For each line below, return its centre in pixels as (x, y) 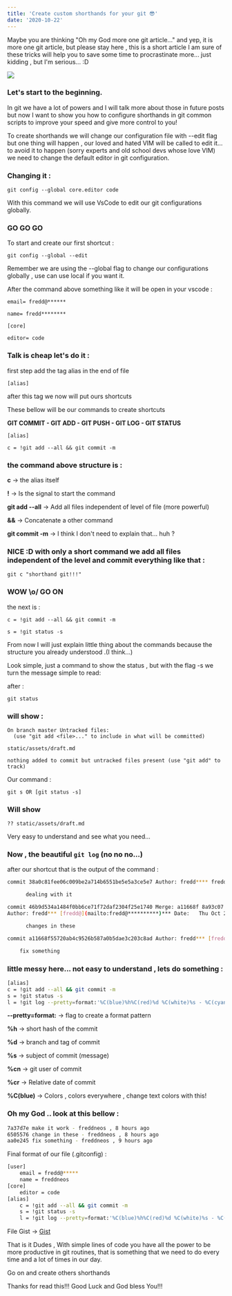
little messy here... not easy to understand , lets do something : (115, 968)
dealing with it (49, 895)
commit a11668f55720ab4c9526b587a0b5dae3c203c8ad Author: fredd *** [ (109, 938)
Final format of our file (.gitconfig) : (57, 1154)
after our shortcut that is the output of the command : (83, 870)
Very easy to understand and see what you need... (79, 836)
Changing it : (29, 176)
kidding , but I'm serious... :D (48, 62)
